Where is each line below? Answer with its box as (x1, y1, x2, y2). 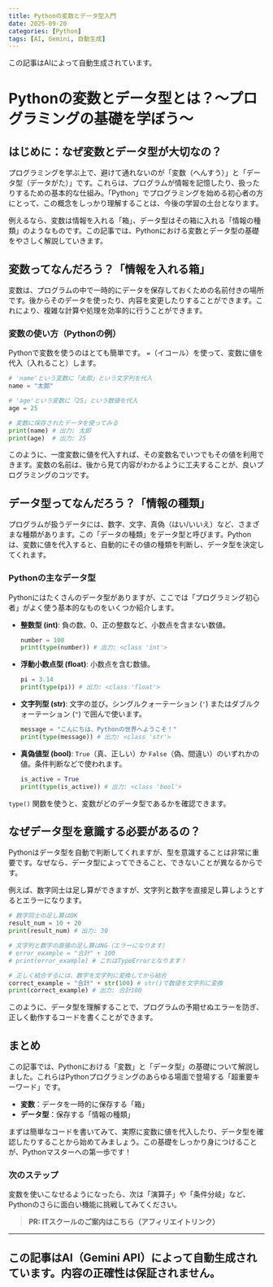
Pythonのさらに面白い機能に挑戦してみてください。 (8, 1200, 181, 1210)
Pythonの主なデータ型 (8, 572, 96, 584)
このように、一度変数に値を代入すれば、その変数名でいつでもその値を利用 (8, 449, 258, 460)
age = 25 (8, 404, 38, 412)
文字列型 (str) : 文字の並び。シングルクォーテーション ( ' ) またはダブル (19, 699, 253, 709)
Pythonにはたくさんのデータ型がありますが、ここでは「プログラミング (8, 592, 245, 602)
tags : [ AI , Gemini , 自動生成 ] (8, 34, 106, 43)
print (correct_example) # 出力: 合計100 (8, 987, 142, 995)
